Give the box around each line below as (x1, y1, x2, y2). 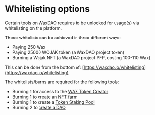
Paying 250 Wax (12, 44, 46, 50)
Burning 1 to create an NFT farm (12, 94, 77, 100)
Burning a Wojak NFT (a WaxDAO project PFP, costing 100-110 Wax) (12, 54, 151, 60)
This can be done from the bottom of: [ (5, 64, 84, 70)
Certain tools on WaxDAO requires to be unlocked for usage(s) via (5, 20, 139, 26)
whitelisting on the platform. (5, 25, 62, 31)
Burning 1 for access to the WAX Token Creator (12, 88, 109, 94)
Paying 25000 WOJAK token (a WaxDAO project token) (12, 49, 125, 55)
